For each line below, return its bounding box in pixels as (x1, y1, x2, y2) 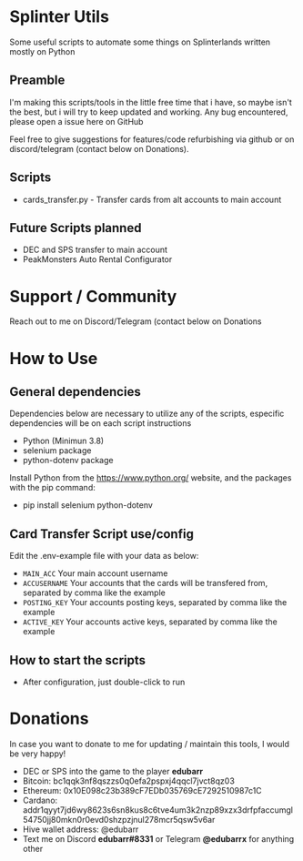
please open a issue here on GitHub (9, 116, 144, 127)
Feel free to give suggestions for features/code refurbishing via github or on (9, 134, 295, 145)
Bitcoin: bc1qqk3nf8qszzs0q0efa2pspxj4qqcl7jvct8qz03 (22, 775, 235, 786)
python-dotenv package (22, 455, 114, 466)
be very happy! (9, 748, 66, 759)
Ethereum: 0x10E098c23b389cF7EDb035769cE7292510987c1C (22, 785, 262, 795)
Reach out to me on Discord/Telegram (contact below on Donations (9, 316, 262, 327)
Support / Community (9, 286, 177, 307)
